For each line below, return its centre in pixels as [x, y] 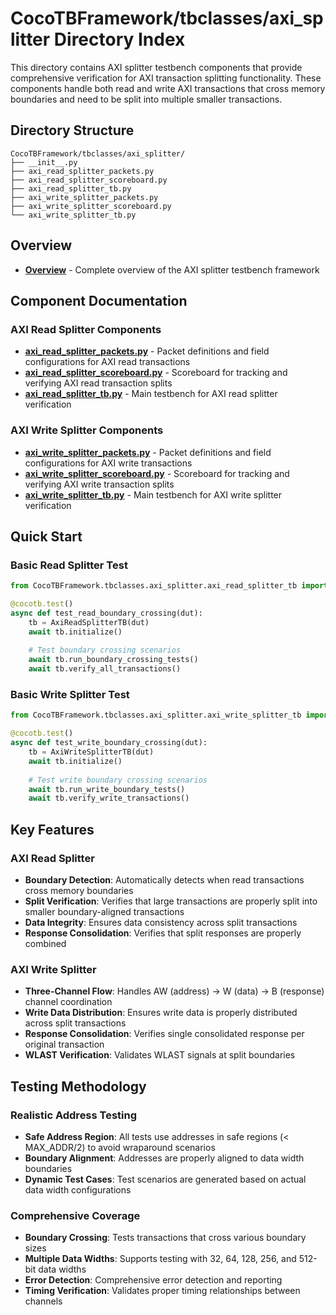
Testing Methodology [78, 1086]
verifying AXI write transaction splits [99, 484]
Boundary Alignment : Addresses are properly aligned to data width [164, 1158]
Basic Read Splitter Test [69, 565]
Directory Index [119, 39]
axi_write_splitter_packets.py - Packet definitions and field [148, 452]
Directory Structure [72, 130]
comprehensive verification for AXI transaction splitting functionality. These [166, 78]
